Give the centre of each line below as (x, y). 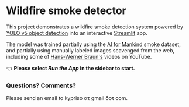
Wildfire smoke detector (66, 11)
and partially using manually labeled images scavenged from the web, (90, 50)
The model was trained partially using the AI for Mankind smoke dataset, (94, 44)
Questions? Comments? (41, 85)
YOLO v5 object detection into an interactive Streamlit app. (77, 33)
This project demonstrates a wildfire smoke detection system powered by (94, 27)
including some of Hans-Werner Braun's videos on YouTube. (79, 56)
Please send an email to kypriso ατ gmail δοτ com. (67, 98)
